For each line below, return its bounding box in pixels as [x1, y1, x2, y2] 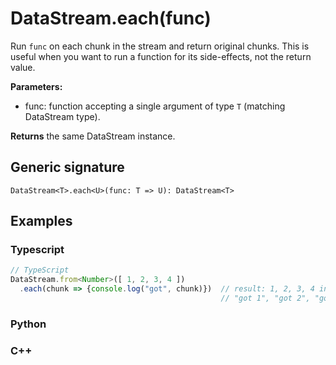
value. [10, 61, 36, 73]
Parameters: [10, 80, 63, 92]
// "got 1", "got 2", [220, 293, 311, 304]
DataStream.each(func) [10, 7, 212, 30]
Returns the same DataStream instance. [10, 130, 176, 142]
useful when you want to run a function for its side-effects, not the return [10, 50, 312, 62]
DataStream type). [24, 110, 101, 122]
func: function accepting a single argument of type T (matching [24, 100, 286, 112]
